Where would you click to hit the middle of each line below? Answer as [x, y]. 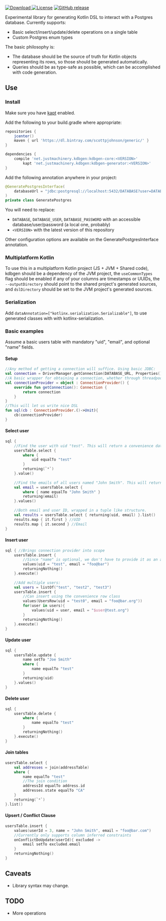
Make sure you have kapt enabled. [40, 113]
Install [13, 102]
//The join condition [45, 781]
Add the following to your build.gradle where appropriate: [63, 122]
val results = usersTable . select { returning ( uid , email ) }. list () [85, 515]
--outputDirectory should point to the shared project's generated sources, [81, 284]
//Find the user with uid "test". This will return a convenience [84, 446]
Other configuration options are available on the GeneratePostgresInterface [82, 240]
